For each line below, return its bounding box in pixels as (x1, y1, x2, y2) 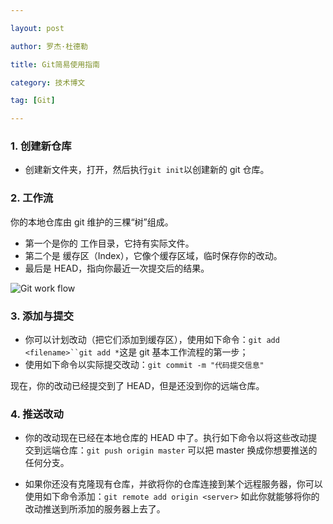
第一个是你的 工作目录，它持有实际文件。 (24, 237, 195, 249)
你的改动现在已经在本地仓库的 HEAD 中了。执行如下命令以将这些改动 (24, 432, 309, 444)
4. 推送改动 (10, 407, 64, 421)
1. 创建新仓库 (10, 139, 72, 153)
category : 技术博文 (10, 77, 86, 88)
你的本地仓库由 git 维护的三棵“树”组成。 (10, 216, 174, 228)
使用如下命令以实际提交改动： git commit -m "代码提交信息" (24, 359, 265, 371)
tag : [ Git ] (10, 96, 56, 106)
